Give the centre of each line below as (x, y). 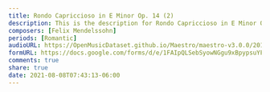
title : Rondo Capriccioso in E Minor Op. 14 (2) (91, 16)
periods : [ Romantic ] (43, 38)
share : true (28, 68)
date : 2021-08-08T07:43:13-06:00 (64, 75)
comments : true (34, 61)
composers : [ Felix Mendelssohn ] (62, 30)
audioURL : (25, 46)
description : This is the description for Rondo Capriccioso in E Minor (133, 23)
